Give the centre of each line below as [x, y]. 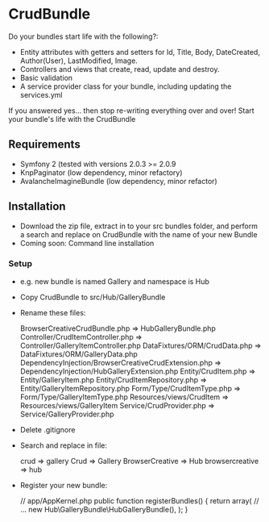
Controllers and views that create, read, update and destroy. [120, 69]
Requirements [44, 145]
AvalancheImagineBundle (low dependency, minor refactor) [118, 181]
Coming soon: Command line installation [87, 243]
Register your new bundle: [64, 485]
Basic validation [46, 77]
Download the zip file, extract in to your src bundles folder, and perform [139, 226]
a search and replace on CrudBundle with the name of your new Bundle [139, 234]
